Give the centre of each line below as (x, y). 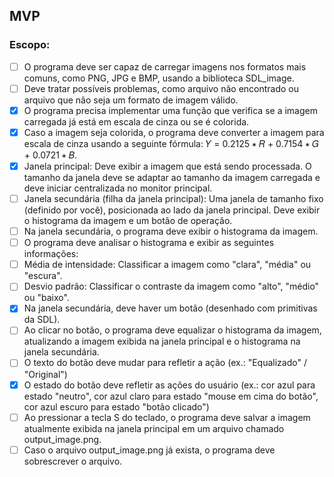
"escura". (43, 276)
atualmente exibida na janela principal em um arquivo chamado (154, 428)
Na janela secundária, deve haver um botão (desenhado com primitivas (170, 308)
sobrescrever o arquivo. (73, 461)
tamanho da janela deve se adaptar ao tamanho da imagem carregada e (172, 177)
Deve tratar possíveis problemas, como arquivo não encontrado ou (161, 88)
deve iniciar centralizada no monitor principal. (118, 188)
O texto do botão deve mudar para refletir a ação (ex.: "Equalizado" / (165, 363)
